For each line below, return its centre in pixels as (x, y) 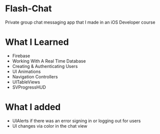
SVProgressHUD (29, 87)
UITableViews (26, 82)
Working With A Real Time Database (49, 61)
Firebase (21, 56)
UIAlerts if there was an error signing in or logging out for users (77, 121)
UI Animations (26, 71)
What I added (33, 107)
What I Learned (37, 42)
